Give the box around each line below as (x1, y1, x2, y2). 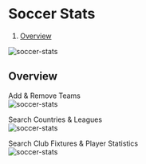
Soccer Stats (8, 5, 96, 23)
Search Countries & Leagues (8, 115, 102, 124)
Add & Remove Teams (8, 91, 81, 100)
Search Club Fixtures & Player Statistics (8, 139, 138, 148)
